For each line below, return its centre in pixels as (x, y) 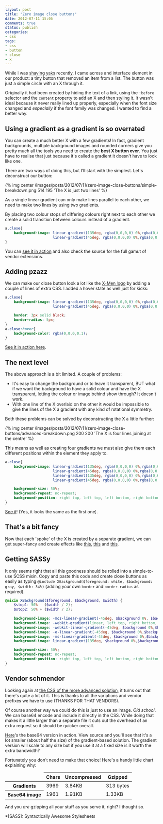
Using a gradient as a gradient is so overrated (75, 129)
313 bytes (118, 786)
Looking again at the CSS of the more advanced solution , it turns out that (78, 690)
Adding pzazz (26, 272)
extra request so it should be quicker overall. (49, 725)
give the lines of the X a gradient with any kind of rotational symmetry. (82, 409)
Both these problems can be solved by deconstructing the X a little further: (80, 419)
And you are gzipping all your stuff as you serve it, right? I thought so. (75, 806)
